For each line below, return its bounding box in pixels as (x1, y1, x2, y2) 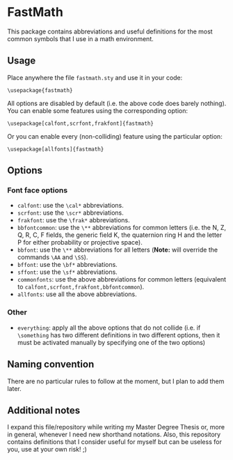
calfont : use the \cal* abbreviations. (17, 201, 124, 210)
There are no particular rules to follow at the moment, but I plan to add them (7, 377, 225, 385)
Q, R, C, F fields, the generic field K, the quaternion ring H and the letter (17, 231, 223, 239)
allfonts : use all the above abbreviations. (17, 290, 137, 298)
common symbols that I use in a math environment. (7, 34, 154, 43)
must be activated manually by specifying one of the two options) (17, 338, 206, 346)
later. (7, 384, 22, 392)
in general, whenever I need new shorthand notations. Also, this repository (7, 430, 221, 439)
